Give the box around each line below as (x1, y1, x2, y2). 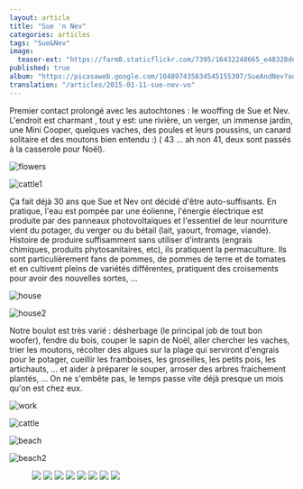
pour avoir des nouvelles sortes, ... (9, 272, 138, 283)
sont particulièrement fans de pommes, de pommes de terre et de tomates (9, 254, 287, 264)
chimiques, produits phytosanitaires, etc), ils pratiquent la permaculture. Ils (9, 244, 287, 254)
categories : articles (9, 30, 91, 39)
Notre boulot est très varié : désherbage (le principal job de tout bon (9, 325, 263, 336)
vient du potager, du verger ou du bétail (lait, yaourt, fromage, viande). (9, 225, 271, 235)
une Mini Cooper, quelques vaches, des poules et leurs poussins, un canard (9, 124, 291, 135)
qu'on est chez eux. (9, 383, 83, 393)
